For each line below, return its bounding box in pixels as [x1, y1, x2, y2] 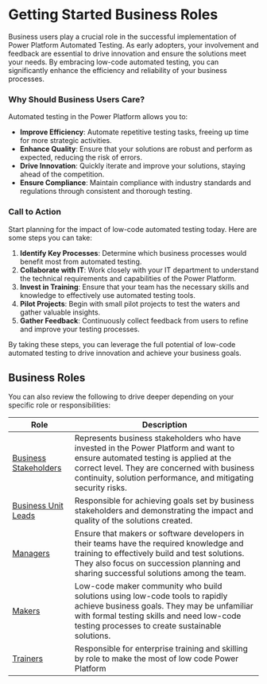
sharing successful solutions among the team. [74, 568, 246, 579]
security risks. [74, 482, 127, 493]
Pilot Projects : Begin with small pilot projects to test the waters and [19, 299, 241, 308]
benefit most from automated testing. [19, 257, 142, 266]
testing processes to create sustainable [74, 620, 222, 632]
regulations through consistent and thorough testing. [19, 187, 192, 196]
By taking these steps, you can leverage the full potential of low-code [8, 339, 236, 349]
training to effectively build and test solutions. [74, 548, 245, 559]
